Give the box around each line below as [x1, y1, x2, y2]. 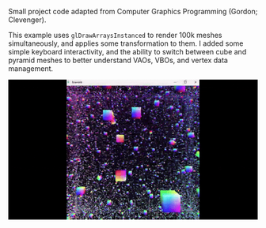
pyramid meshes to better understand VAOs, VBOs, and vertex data [8, 55, 228, 65]
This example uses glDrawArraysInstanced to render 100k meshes [8, 31, 222, 39]
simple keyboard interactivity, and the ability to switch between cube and [8, 47, 247, 56]
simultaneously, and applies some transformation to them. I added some [8, 39, 244, 48]
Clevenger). [8, 15, 47, 24]
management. [8, 64, 54, 73]
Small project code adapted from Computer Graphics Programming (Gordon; [8, 7, 258, 16]
